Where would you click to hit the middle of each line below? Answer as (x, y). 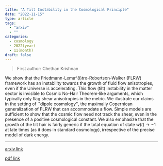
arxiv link (14, 149)
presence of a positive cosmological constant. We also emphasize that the (79, 119)
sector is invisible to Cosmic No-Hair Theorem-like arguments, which (74, 93)
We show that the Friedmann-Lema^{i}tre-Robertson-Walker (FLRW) (73, 78)
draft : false (18, 55)
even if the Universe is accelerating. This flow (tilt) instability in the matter (79, 89)
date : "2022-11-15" (25, 14)
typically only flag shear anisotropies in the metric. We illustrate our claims (79, 99)
